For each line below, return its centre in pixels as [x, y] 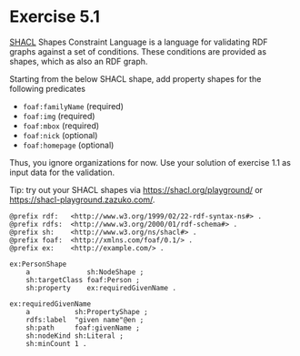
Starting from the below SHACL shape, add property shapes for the [135, 78]
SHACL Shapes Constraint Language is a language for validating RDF [139, 42]
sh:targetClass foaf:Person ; [83, 280]
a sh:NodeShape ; [85, 272]
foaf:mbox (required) [61, 126]
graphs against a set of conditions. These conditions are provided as [138, 51]
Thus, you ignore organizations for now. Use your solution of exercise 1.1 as [150, 162]
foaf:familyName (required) [73, 106]
